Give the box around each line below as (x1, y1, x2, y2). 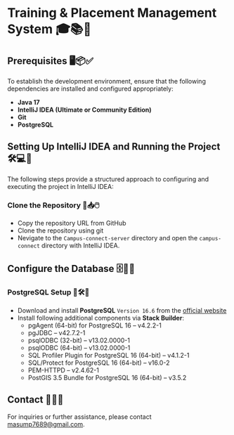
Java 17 (17, 98, 40, 106)
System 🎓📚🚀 (7, 21, 92, 37)
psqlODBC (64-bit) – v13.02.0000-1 (27, 343, 131, 352)
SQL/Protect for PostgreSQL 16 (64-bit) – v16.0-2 (27, 358, 170, 367)
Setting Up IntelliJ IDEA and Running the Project (7, 141, 221, 152)
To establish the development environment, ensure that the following (7, 77, 206, 85)
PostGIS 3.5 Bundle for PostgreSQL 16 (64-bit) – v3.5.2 (27, 373, 187, 382)
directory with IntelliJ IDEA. (41, 241, 120, 250)
